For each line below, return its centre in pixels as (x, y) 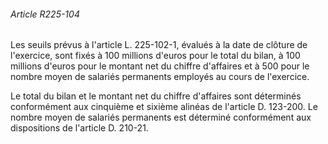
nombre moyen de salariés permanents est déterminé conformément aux (161, 117)
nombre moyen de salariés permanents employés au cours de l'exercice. (160, 77)
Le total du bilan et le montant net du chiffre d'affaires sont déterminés (156, 96)
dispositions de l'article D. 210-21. (79, 128)
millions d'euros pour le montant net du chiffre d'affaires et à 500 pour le (160, 66)
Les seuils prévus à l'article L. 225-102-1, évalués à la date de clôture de (159, 45)
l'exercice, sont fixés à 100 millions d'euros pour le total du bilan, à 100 (155, 56)
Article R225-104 (45, 14)
